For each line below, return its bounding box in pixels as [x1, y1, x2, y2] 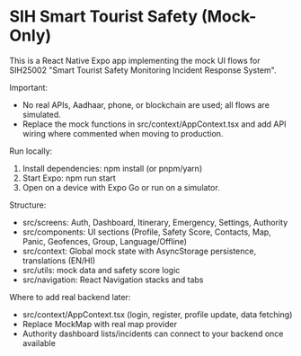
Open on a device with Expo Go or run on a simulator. [22, 182, 220, 192]
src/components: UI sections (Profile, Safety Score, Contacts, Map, [22, 227, 271, 237]
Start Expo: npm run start [22, 173, 117, 183]
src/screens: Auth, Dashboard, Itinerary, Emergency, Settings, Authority [22, 217, 288, 227]
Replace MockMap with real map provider [22, 318, 178, 329]
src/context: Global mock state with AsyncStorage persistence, [22, 245, 257, 256]
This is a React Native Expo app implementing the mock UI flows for [9, 55, 261, 66]
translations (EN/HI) [22, 254, 96, 266]
